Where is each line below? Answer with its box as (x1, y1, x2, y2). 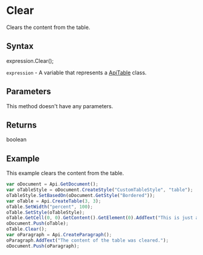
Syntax (6, 41, 34, 51)
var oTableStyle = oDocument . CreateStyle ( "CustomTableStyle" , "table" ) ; (6, 187, 193, 193)
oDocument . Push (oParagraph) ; (6, 243, 80, 249)
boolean (6, 136, 27, 143)
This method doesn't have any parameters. (6, 102, 114, 109)
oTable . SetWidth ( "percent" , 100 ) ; (6, 204, 94, 210)
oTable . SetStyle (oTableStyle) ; (6, 209, 85, 215)
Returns (6, 120, 37, 130)
